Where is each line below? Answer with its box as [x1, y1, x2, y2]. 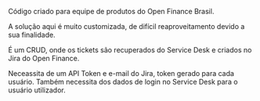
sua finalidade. [8, 31, 56, 39]
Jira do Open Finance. [8, 54, 80, 63]
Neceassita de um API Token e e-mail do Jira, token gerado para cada [8, 69, 235, 78]
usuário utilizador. [8, 85, 66, 95]
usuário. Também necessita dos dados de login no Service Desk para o [8, 78, 238, 86]
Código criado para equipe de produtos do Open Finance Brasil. [8, 7, 215, 16]
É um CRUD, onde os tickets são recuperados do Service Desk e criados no [8, 45, 252, 54]
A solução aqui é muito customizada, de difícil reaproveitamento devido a [8, 22, 245, 31]
